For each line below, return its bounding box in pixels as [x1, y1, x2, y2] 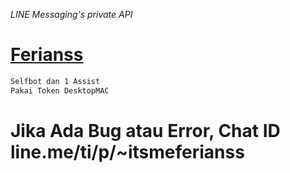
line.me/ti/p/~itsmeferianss [10, 140, 245, 163]
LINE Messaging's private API [10, 9, 133, 20]
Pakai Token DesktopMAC [10, 85, 110, 96]
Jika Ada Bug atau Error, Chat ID [10, 119, 281, 142]
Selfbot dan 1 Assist [10, 76, 101, 86]
